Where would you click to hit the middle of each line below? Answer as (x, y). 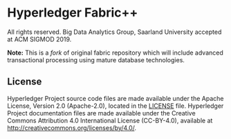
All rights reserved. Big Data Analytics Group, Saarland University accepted (114, 32)
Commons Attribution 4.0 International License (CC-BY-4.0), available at (110, 120)
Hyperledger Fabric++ (73, 13)
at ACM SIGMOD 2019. (39, 39)
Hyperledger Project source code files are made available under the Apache (115, 98)
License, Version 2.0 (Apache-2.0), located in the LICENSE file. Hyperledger (115, 106)
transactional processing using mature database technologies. (96, 59)
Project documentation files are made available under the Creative (101, 113)
